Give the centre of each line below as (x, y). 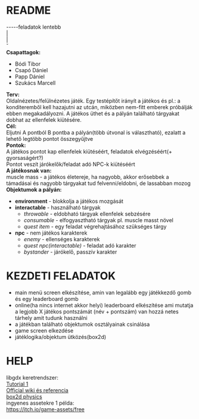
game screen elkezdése (44, 330)
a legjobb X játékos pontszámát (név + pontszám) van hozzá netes (97, 312)
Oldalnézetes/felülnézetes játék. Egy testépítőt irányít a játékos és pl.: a (93, 101)
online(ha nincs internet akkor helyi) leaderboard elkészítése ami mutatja (104, 305)
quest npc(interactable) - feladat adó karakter (80, 245)
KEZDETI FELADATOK (61, 276)
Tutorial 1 (17, 384)
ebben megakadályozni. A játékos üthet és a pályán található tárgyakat (93, 113)
